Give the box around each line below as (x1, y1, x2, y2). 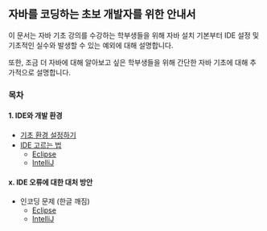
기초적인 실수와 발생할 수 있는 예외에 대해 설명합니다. (8, 40, 174, 50)
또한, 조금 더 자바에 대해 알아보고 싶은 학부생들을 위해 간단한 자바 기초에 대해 (8, 57, 249, 67)
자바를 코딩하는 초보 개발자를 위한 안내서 (8, 7, 196, 22)
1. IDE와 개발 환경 (8, 111, 63, 120)
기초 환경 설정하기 (19, 130, 76, 140)
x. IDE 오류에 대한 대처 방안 (8, 177, 93, 187)
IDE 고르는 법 (19, 140, 62, 150)
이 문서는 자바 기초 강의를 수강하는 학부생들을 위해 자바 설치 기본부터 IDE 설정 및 (8, 30, 260, 40)
